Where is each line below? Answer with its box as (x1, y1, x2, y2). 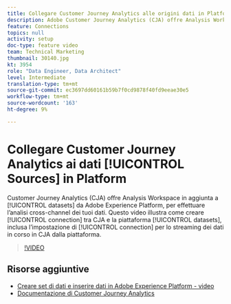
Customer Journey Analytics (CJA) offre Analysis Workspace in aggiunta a (7, 193, 219, 202)
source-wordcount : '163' (7, 100, 78, 107)
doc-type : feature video (7, 42, 78, 49)
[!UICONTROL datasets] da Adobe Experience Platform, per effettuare (7, 201, 206, 209)
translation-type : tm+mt (7, 80, 78, 87)
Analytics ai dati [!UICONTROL (7, 156, 184, 172)
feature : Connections (7, 23, 69, 30)
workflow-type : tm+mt (7, 94, 69, 100)
